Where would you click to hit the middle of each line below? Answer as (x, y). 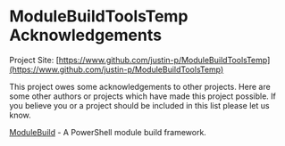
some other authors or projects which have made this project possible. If (143, 96)
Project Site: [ (34, 60)
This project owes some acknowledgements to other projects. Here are (140, 86)
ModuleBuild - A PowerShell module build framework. (108, 132)
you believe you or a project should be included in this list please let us (139, 105)
